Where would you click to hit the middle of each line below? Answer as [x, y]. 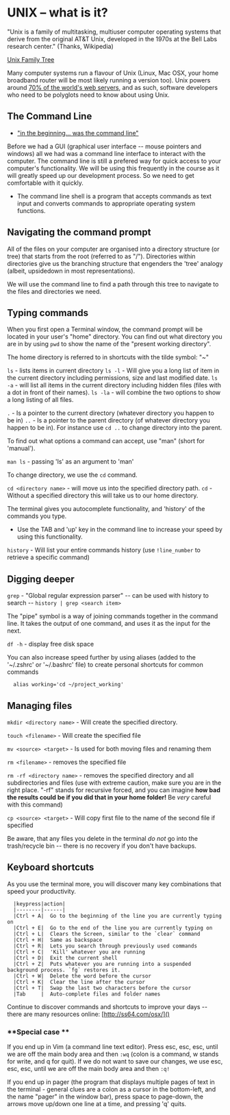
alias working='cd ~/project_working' [69, 685]
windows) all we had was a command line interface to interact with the [106, 153]
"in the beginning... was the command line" [78, 133]
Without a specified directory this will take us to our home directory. [103, 495]
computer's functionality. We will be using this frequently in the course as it [113, 168]
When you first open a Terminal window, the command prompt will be [105, 329]
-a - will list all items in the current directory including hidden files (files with [114, 385]
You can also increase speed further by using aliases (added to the [102, 657]
